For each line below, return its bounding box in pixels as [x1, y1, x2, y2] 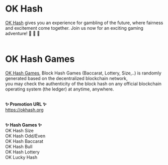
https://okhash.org [5, 107, 44, 113]
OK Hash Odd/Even [5, 133, 46, 139]
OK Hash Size [5, 127, 34, 133]
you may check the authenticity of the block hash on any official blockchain [5, 80, 162, 87]
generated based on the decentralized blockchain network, [5, 75, 128, 81]
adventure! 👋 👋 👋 [5, 30, 40, 36]
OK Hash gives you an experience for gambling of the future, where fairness [5, 20, 163, 26]
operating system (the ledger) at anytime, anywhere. [5, 86, 114, 92]
